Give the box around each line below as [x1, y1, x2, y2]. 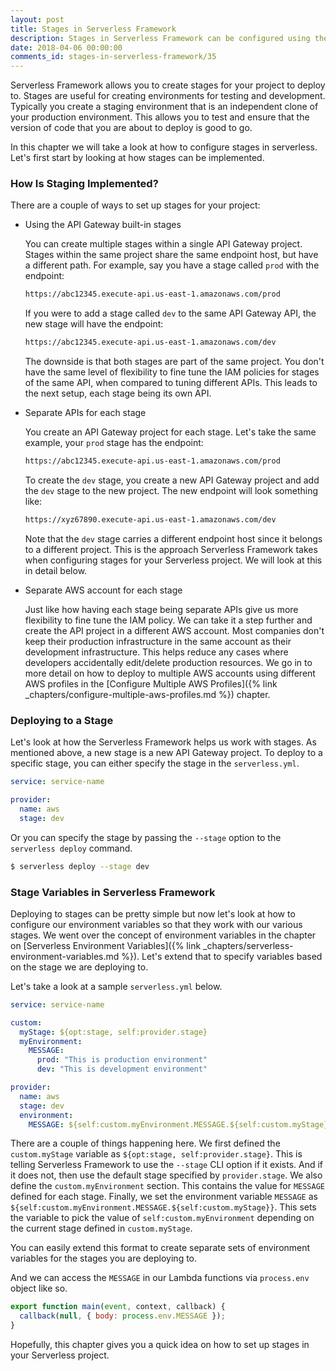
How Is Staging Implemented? [10, 177, 159, 191]
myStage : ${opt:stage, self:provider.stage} [19, 1027, 208, 1037]
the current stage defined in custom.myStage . [10, 1222, 193, 1235]
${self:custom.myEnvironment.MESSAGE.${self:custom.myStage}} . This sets [10, 1201, 317, 1213]
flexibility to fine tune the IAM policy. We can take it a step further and [24, 614, 313, 626]
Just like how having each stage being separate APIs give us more [24, 603, 299, 615]
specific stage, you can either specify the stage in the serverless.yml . [10, 757, 300, 770]
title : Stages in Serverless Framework [10, 24, 177, 34]
